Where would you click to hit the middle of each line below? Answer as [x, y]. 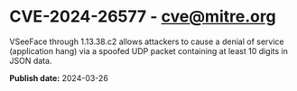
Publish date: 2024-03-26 [59, 77]
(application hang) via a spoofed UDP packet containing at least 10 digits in [149, 50]
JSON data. [31, 60]
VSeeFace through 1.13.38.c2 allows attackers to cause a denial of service [147, 41]
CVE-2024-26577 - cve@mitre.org [143, 17]
